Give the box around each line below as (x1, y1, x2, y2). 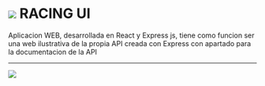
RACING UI (19, 5, 91, 23)
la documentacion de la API (8, 47, 97, 56)
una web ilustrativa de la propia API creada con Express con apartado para (8, 38, 252, 48)
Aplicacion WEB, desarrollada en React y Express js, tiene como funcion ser (8, 30, 255, 40)
